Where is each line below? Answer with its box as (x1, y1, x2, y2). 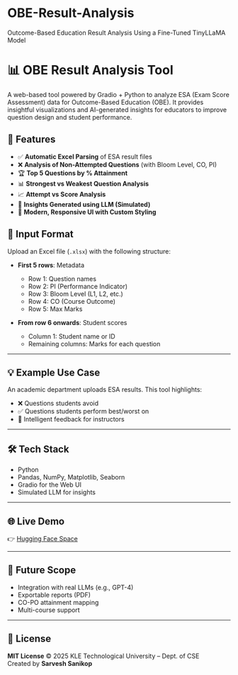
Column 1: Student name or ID (28, 331, 115, 341)
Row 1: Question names (28, 274, 97, 283)
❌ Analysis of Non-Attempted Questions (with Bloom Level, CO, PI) (17, 160, 217, 169)
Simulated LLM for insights (17, 488, 96, 497)
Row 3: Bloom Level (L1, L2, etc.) (28, 289, 124, 298)
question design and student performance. (7, 113, 132, 121)
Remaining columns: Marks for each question (28, 339, 161, 348)
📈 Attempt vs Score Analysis (17, 190, 106, 198)
